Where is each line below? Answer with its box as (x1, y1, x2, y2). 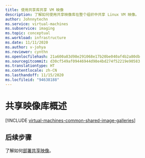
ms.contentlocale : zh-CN (5, 68, 57, 73)
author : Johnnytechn (5, 17, 49, 22)
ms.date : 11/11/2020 (5, 40, 49, 45)
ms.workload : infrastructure (5, 36, 66, 41)
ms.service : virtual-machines (5, 21, 69, 27)
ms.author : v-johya (5, 45, 46, 50)
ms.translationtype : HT (5, 63, 55, 68)
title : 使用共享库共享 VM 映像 (5, 7, 64, 13)
